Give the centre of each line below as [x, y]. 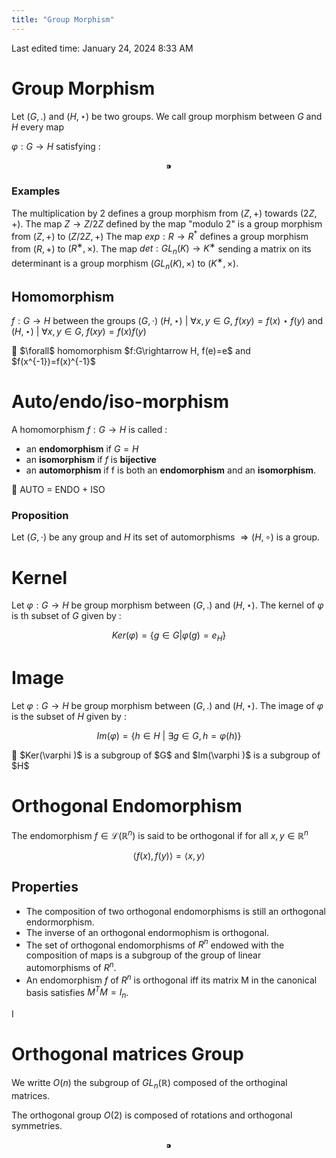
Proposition [40, 516]
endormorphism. [60, 922]
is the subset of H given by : [69, 717]
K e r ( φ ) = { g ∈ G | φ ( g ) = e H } [169, 636]
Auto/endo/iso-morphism [120, 402]
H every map [37, 127]
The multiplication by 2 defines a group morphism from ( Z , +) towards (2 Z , [164, 213]
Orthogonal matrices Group [127, 1054]
